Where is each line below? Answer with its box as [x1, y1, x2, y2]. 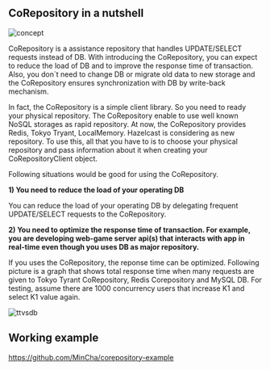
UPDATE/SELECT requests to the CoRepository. [8, 209, 167, 219]
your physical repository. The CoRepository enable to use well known [8, 111, 239, 120]
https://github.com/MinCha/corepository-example [8, 352, 174, 362]
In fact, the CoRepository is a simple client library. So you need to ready [8, 102, 247, 111]
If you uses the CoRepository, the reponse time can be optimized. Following [8, 258, 260, 267]
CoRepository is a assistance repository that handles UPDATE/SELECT [8, 44, 243, 53]
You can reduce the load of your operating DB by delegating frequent [8, 200, 239, 210]
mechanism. [8, 86, 49, 96]
